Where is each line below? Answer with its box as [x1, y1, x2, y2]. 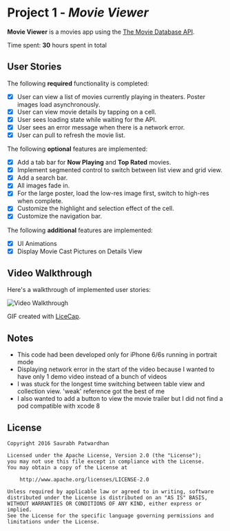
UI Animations [17, 239, 57, 247]
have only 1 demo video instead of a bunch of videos [17, 373, 167, 381]
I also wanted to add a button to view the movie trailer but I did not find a [17, 395, 224, 403]
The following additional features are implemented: [7, 226, 153, 234]
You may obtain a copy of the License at [7, 464, 128, 471]
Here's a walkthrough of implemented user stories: [7, 286, 151, 294]
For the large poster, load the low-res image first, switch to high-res [17, 189, 209, 198]
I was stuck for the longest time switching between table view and [17, 380, 205, 388]
